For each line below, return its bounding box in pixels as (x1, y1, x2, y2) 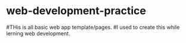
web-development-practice (6, 4, 146, 18)
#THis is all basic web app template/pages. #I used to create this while (6, 24, 180, 31)
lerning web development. (6, 29, 70, 37)
